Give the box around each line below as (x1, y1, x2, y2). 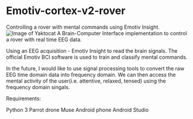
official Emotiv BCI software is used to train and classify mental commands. (6, 53, 188, 60)
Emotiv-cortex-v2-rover (6, 4, 126, 18)
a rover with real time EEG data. (6, 36, 82, 43)
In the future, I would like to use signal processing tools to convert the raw (6, 64, 185, 72)
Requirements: (6, 95, 41, 102)
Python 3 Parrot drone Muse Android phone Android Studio (6, 106, 149, 113)
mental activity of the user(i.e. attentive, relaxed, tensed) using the (6, 77, 166, 84)
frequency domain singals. (6, 83, 70, 90)
